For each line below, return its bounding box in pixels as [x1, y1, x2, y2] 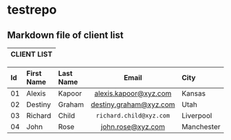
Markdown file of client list [7, 29, 124, 41]
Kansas [181, 89, 206, 98]
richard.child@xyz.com [96, 112, 170, 120]
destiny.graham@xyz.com [90, 100, 175, 109]
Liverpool [181, 111, 212, 120]
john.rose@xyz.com [100, 122, 165, 131]
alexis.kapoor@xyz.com [94, 89, 172, 98]
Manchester [181, 122, 221, 131]
